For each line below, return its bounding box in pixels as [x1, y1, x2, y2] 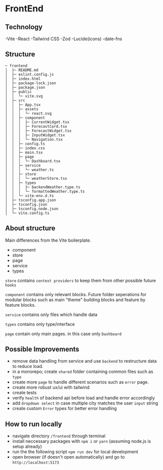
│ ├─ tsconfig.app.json [5, 198, 56, 203]
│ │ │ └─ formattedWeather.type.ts [5, 189, 85, 194]
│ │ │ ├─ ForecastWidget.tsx [5, 128, 72, 133]
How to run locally [5, 419, 62, 428]
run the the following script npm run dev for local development [12, 449, 138, 455]
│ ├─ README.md [5, 67, 39, 72]
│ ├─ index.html [5, 76, 41, 81]
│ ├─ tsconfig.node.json [5, 206, 58, 211]
